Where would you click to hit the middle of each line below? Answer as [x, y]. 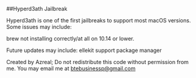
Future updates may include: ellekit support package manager [84, 50]
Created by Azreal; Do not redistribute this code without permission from [97, 62]
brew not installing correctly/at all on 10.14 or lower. [71, 38]
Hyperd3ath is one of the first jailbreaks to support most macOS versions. [99, 20]
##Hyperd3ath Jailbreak [37, 9]
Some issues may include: [39, 27]
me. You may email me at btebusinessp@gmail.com [71, 68]
